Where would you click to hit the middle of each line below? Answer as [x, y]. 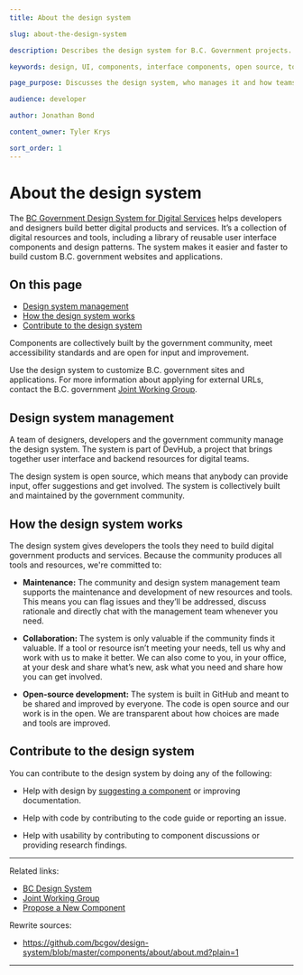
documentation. [51, 800]
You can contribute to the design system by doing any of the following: [141, 773]
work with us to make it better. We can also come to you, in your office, [154, 657]
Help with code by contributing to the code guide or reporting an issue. [154, 818]
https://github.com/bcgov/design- [85, 942]
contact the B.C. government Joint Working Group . [104, 389]
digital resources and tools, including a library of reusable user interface [143, 237]
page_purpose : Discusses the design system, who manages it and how [141, 83]
